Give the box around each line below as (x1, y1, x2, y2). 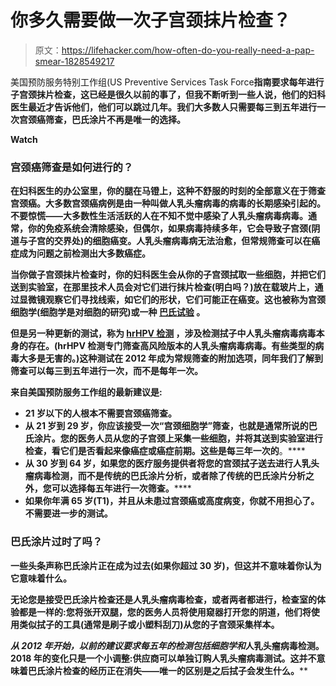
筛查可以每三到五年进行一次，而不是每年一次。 (10, 365, 203, 377)
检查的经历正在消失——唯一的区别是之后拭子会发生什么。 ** (62, 664, 309, 676)
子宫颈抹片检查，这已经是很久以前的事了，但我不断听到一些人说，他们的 (10, 88, 308, 100)
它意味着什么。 (10, 572, 72, 584)
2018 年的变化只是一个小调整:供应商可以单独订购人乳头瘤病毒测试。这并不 (10, 652, 317, 664)
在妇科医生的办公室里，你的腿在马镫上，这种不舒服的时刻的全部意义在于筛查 (10, 185, 326, 197)
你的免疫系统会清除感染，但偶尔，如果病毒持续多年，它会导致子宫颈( (27, 222, 312, 235)
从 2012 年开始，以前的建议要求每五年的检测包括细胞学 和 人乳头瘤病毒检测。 (10, 639, 325, 651)
